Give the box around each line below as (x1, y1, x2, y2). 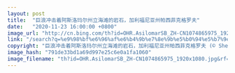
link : (7, 36, 23, 43)
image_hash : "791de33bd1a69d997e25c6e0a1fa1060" (7, 49, 152, 56)
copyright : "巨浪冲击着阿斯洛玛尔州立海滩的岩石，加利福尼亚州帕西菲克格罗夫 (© (7, 42, 216, 49)
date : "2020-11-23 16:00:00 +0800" (7, 23, 117, 30)
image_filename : (7, 56, 55, 63)
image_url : (7, 29, 39, 37)
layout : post (7, 10, 45, 17)
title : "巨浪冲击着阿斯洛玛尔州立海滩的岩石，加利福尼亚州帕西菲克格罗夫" (7, 17, 201, 24)
